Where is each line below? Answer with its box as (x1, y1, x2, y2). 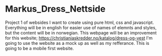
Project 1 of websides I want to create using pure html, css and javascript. (5, 19, 154, 25)
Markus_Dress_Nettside (5, 3, 106, 15)
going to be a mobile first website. (5, 45, 74, 51)
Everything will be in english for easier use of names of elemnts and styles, (5, 24, 157, 30)
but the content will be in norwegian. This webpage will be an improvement (5, 30, 157, 36)
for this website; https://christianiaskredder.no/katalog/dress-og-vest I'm (5, 35, 153, 41)
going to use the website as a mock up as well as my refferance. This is (5, 40, 150, 46)
